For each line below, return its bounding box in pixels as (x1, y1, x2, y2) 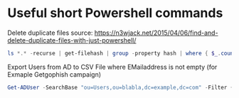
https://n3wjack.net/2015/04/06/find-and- (94, 28, 218, 37)
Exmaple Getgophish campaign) (7, 70, 102, 79)
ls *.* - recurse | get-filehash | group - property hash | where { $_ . (7, 50, 221, 57)
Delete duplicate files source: (7, 28, 93, 37)
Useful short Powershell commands (7, 5, 223, 21)
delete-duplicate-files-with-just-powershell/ (7, 36, 137, 44)
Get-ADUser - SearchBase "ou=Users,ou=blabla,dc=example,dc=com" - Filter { (7, 84, 234, 91)
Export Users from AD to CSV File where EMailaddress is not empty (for (7, 62, 218, 71)
